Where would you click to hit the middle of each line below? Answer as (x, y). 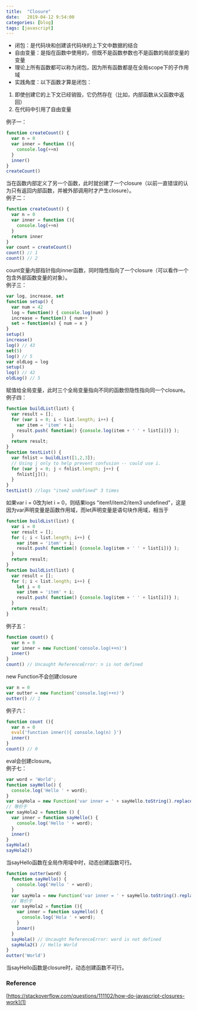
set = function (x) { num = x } (50, 323)
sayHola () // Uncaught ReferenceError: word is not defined (86, 939)
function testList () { (34, 452)
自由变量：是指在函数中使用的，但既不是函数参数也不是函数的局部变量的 (102, 53)
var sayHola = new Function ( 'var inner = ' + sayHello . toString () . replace (99, 801)
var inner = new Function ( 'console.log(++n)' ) (69, 648)
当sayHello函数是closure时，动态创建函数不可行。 (67, 967)
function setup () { (30, 301)
